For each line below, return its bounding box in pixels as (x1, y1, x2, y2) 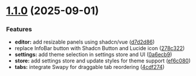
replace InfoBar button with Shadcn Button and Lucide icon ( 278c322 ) (14, 45, 185, 52)
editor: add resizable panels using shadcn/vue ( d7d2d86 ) (14, 38, 155, 45)
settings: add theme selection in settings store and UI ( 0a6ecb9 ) (14, 51, 172, 58)
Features (6, 25, 32, 34)
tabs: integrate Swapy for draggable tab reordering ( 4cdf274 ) (14, 64, 165, 71)
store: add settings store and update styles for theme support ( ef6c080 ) (14, 57, 191, 64)
